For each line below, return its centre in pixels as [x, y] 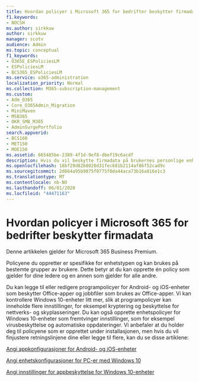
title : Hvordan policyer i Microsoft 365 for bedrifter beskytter [90, 12]
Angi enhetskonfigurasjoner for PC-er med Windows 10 [73, 361]
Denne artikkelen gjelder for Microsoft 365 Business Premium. [82, 252]
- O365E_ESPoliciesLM [33, 61]
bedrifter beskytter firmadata [80, 235]
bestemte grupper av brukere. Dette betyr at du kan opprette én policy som [98, 270]
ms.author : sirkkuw [30, 28]
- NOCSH [16, 23]
